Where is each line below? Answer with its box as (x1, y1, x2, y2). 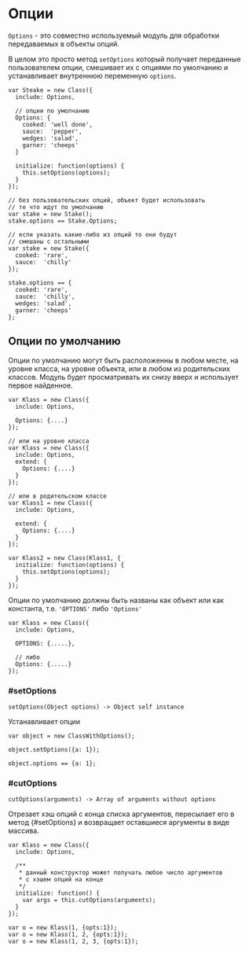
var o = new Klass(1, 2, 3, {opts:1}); (8, 937, 139, 946)
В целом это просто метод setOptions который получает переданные (8, 54, 241, 64)
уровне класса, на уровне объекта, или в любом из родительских (8, 363, 230, 373)
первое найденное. (8, 381, 73, 390)
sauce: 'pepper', (22, 127, 82, 135)
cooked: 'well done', (22, 120, 93, 128)
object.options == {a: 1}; (8, 760, 97, 767)
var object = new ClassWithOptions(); (8, 732, 135, 740)
